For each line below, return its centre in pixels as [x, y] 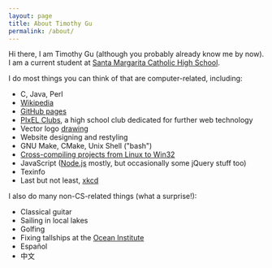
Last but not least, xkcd [59, 180]
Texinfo [33, 172]
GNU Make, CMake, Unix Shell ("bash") [86, 146]
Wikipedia [37, 103]
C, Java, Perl [41, 94]
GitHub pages [43, 111]
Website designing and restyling [74, 137]
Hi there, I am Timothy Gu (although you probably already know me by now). [136, 54]
